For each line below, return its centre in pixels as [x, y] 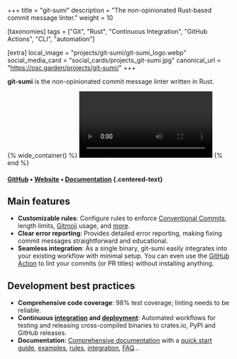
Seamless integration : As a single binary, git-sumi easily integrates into [122, 249]
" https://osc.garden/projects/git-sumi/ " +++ [72, 68]
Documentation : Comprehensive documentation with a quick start [115, 341]
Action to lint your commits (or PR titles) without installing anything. [116, 263]
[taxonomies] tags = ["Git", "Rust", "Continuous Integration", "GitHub [108, 32]
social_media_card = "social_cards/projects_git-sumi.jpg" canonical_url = [114, 60]
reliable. [29, 310]
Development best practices [71, 286]
